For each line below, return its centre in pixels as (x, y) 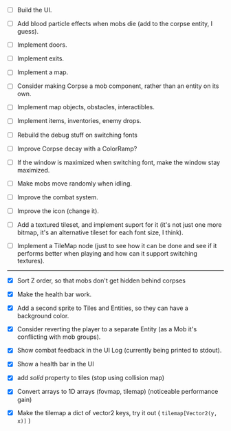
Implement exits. (40, 58)
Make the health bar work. (54, 294)
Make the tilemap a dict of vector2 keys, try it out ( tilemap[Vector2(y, (117, 412)
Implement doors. (42, 45)
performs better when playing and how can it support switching (107, 253)
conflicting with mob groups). (59, 337)
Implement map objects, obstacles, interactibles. (86, 107)
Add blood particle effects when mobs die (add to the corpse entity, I (115, 24)
